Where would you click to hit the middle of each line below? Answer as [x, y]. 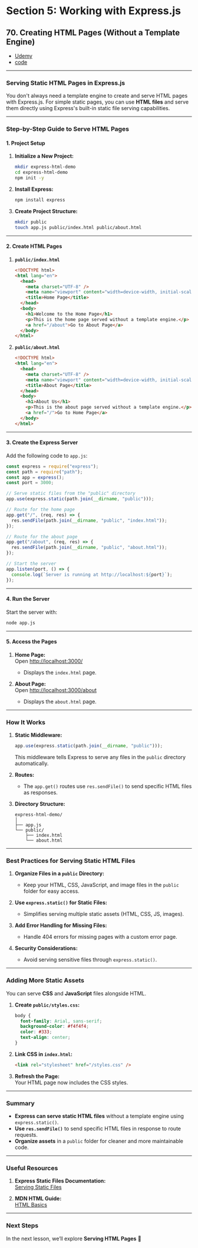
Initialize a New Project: [44, 156]
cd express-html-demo [41, 173]
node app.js [21, 623]
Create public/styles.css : [47, 1005]
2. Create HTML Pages [34, 246]
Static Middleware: [38, 735]
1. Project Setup [26, 143]
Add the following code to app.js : [47, 455]
